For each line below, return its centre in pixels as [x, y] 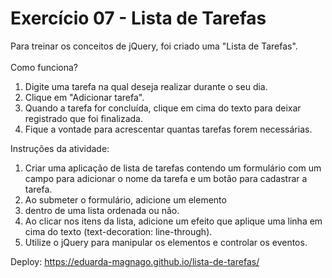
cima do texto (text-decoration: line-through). [118, 231]
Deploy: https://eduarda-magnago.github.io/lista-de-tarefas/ [135, 261]
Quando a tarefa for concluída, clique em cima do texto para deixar [163, 108]
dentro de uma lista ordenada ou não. [102, 210]
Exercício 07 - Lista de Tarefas [138, 18]
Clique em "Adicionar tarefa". [84, 97]
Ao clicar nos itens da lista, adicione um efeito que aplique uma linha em [173, 221]
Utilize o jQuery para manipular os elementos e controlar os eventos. [166, 242]
